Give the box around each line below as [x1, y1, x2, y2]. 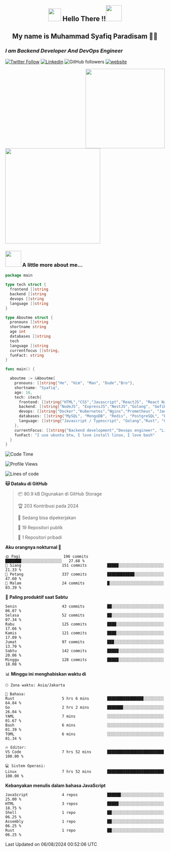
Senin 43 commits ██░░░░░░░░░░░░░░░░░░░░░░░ [5, 604, 164, 609]
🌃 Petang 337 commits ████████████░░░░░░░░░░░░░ [5, 572, 164, 577]
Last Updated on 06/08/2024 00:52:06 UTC [5, 841, 97, 847]
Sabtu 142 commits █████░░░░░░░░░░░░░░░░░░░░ [5, 649, 164, 654]
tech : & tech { [14, 394, 42, 400]
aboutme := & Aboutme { [10, 376, 56, 381]
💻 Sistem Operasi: [5, 764, 46, 769]
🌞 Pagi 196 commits [5, 554, 89, 559]
